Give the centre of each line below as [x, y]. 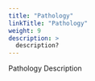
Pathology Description [45, 68]
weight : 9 [25, 30]
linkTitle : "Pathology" [48, 23]
